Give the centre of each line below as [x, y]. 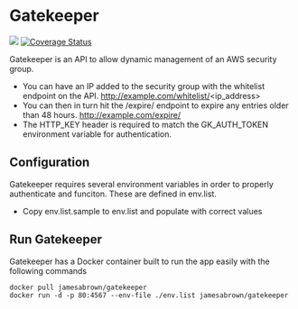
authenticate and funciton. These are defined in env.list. [113, 194]
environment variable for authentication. [97, 134]
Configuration [50, 163]
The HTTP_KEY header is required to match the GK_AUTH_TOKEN [145, 124]
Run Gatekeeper [56, 240]
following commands [48, 270]
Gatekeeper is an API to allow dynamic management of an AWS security [143, 59]
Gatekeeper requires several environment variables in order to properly [141, 184]
